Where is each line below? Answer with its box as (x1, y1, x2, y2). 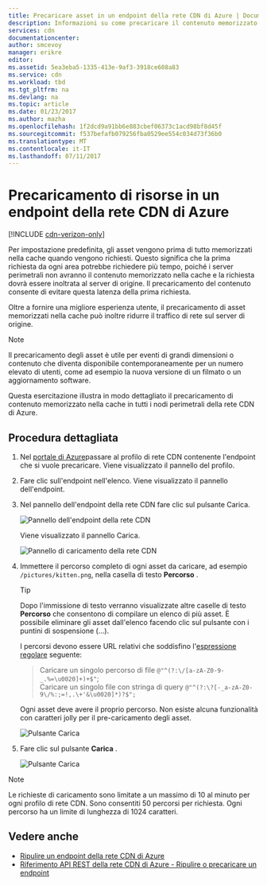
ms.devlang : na (8, 93, 59, 101)
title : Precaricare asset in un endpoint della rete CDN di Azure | (8, 11, 240, 20)
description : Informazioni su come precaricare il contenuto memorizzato (8, 19, 258, 27)
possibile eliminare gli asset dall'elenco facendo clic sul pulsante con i (19, 618, 250, 627)
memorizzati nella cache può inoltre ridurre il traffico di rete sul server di (8, 311, 245, 320)
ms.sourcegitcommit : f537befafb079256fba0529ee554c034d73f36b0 (8, 130, 222, 138)
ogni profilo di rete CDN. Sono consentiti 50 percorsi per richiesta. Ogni (8, 798, 242, 808)
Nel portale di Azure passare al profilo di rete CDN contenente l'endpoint (19, 452, 256, 461)
